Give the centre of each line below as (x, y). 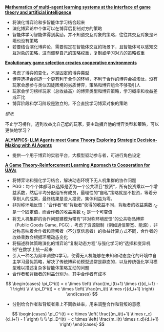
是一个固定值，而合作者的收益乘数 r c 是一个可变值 (62, 212)
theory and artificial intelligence (38, 12)
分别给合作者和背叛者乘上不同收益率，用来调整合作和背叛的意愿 (76, 304)
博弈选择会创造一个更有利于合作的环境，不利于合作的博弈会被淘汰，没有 (85, 79)
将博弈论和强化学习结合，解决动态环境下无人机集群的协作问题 (74, 180)
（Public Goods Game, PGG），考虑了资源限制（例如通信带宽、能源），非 (85, 225)
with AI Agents (37, 145)
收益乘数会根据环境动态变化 (40, 237)
